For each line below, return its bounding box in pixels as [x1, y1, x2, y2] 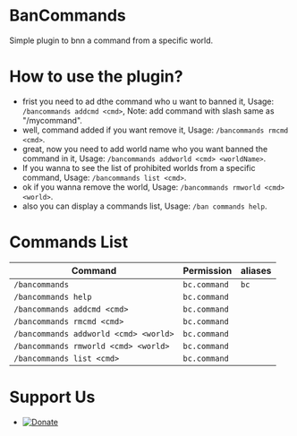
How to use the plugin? [9, 66, 183, 87]
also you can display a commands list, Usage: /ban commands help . [21, 201, 267, 211]
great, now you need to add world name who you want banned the [21, 143, 268, 154]
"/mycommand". [21, 115, 83, 125]
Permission [182, 264, 233, 277]
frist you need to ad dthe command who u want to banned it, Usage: [21, 96, 275, 107]
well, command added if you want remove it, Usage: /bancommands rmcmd [21, 124, 289, 135]
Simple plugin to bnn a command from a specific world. [9, 35, 214, 46]
